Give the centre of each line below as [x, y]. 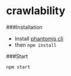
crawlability [36, 11]
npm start [18, 67]
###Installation [24, 27]
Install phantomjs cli [39, 38]
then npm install [35, 45]
